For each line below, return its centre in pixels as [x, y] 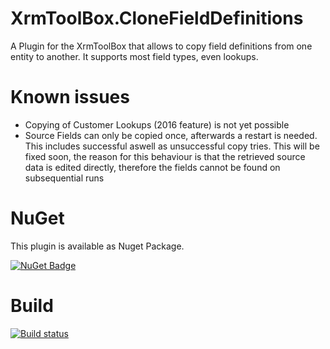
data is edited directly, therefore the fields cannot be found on [152, 167]
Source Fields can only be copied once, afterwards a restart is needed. [171, 135]
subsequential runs [64, 178]
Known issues [70, 97]
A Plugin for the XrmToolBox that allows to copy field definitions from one [161, 46]
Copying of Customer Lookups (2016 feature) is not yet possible [157, 124]
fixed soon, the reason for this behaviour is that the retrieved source [165, 156]
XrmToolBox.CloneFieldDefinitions [157, 18]
